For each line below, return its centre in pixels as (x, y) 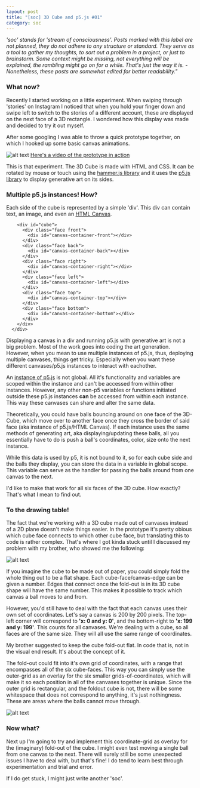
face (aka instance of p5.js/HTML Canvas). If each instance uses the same (98, 427)
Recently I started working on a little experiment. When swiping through (94, 100)
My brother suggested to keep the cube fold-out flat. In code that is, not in (98, 645)
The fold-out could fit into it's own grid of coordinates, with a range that (94, 663)
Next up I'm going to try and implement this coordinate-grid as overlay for (97, 741)
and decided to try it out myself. (45, 125)
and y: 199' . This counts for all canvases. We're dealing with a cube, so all (98, 627)
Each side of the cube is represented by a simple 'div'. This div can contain (98, 207)
